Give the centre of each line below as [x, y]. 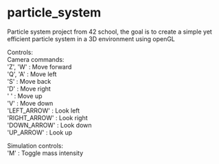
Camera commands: [36, 59]
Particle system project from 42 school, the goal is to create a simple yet [110, 32]
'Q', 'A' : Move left [32, 74]
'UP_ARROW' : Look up [40, 132]
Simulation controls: [35, 145]
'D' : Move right [29, 89]
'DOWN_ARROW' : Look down [49, 125]
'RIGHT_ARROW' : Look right [47, 117]
